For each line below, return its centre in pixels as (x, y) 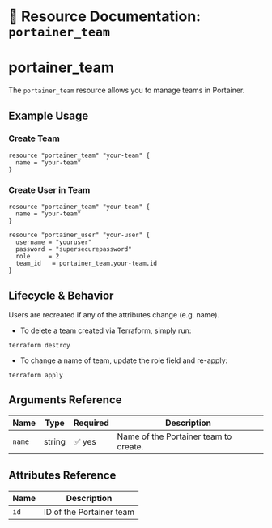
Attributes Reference (62, 476)
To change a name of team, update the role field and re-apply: (124, 360)
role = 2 (38, 257)
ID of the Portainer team (89, 512)
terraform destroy (39, 345)
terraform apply (36, 375)
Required (91, 423)
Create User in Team (49, 189)
